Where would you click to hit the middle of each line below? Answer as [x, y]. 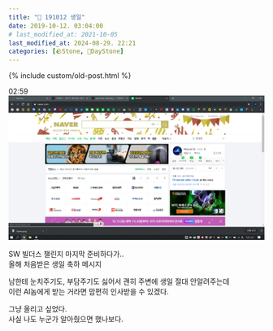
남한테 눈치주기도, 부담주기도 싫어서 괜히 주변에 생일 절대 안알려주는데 [119, 281]
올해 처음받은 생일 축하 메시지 [55, 263]
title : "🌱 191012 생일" [47, 17]
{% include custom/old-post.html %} [70, 76]
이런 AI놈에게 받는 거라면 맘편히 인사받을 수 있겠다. [89, 291]
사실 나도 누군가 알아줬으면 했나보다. [66, 319]
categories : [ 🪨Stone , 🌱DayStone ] [66, 52]
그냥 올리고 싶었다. [38, 308]
